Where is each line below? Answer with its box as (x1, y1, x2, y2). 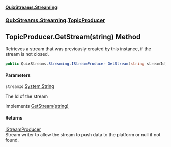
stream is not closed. (5, 51, 49, 57)
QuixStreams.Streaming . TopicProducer (5, 17, 105, 24)
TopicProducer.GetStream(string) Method (5, 32, 141, 41)
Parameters (5, 72, 31, 78)
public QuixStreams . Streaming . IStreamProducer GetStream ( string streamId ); (5, 61, 169, 66)
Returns (5, 115, 23, 121)
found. (5, 137, 19, 143)
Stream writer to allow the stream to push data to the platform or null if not (5, 131, 161, 137)
